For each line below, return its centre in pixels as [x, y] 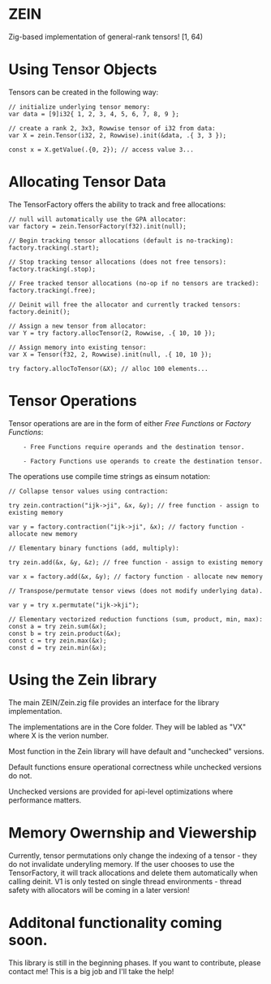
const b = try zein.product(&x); [65, 634]
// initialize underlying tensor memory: [80, 107]
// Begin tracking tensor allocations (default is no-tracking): [121, 241]
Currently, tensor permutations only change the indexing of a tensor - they [133, 856]
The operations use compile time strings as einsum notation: [110, 476]
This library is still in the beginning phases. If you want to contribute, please [135, 962]
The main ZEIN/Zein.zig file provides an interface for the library [114, 702]
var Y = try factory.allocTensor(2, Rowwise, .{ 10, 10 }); [112, 333]
